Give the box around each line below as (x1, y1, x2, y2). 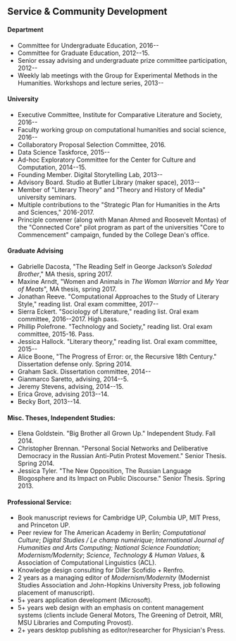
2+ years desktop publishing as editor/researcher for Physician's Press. (17, 626, 225, 635)
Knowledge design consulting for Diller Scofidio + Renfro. (17, 566, 185, 575)
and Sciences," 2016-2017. (17, 208, 95, 216)
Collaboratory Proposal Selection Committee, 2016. (17, 140, 166, 149)
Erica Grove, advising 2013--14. (17, 390, 109, 398)
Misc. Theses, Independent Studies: (7, 413, 116, 422)
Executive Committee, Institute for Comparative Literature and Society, (17, 110, 223, 119)
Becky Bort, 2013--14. (17, 397, 82, 405)
